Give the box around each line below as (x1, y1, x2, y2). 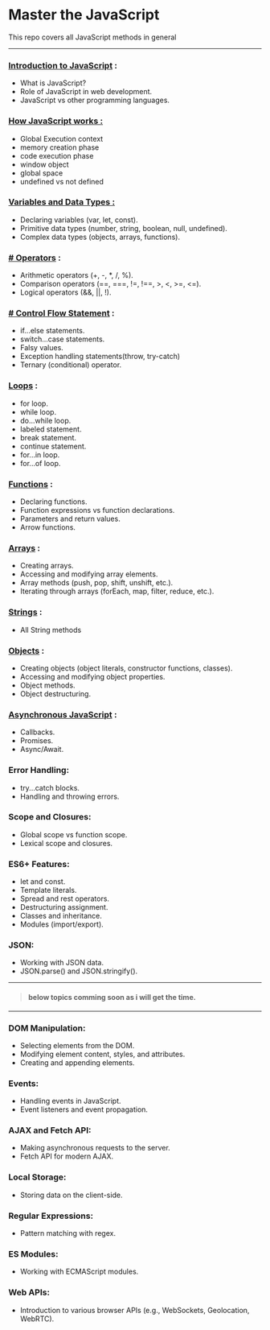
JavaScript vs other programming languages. (19, 95, 170, 105)
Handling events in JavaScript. (19, 1097, 122, 1106)
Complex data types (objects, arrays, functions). (19, 232, 181, 242)
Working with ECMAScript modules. (19, 1266, 139, 1277)
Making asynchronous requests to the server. (19, 1143, 170, 1153)
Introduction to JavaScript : (8, 60, 118, 71)
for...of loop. (19, 458, 61, 468)
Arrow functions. (19, 522, 76, 532)
